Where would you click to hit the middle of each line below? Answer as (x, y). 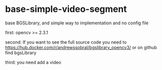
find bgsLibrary (21, 53)
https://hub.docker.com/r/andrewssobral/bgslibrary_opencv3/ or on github (81, 47)
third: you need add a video (33, 62)
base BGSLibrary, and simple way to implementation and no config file (77, 23)
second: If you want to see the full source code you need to (66, 42)
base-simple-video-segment (66, 9)
